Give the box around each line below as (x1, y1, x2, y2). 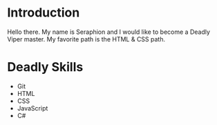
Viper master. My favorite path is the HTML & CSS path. (7, 35, 166, 43)
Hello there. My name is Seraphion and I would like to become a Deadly (7, 28, 211, 36)
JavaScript (17, 104, 48, 112)
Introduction (7, 5, 80, 21)
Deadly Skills (7, 59, 84, 75)
